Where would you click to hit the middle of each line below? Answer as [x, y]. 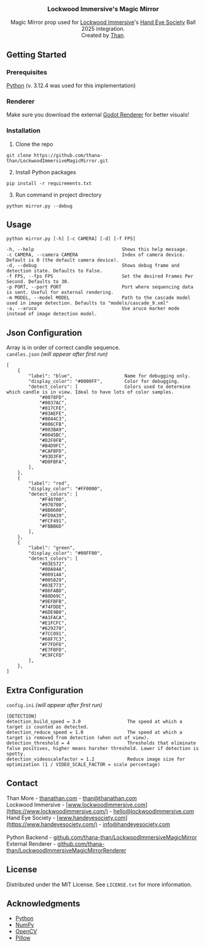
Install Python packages [46, 172]
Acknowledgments [44, 904]
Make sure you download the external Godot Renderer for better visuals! [98, 115]
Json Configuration [44, 333]
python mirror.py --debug [39, 206]
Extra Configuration [45, 690]
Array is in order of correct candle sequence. [64, 347]
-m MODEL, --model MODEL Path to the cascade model [99, 298]
